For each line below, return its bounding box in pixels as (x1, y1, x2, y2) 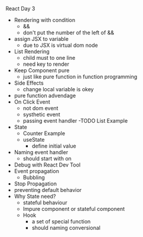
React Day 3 (5, 5, 35, 12)
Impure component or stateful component (22, 206, 125, 212)
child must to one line (22, 55, 76, 61)
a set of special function (31, 218, 91, 225)
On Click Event (14, 98, 51, 105)
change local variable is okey (22, 86, 94, 92)
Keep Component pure (14, 67, 70, 73)
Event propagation (14, 168, 60, 174)
